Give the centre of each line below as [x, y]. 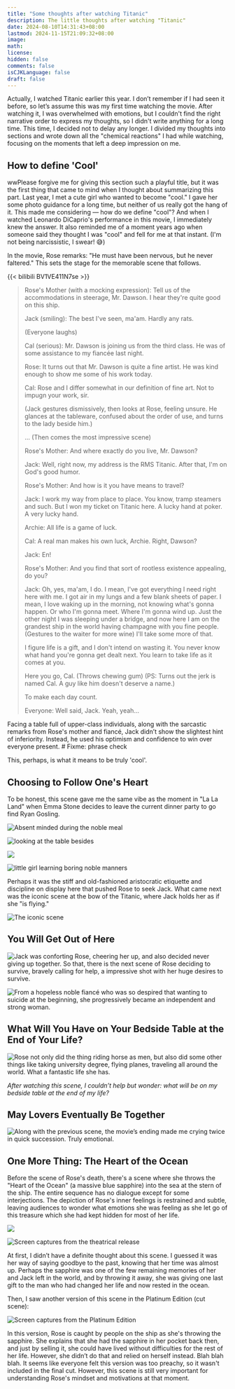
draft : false [26, 79]
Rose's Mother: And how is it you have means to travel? [104, 486]
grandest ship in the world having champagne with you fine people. [121, 627]
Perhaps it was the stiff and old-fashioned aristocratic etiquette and [105, 881]
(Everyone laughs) [51, 332]
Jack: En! [38, 555]
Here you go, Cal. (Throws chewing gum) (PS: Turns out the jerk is [120, 676]
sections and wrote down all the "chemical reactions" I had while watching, [115, 136]
